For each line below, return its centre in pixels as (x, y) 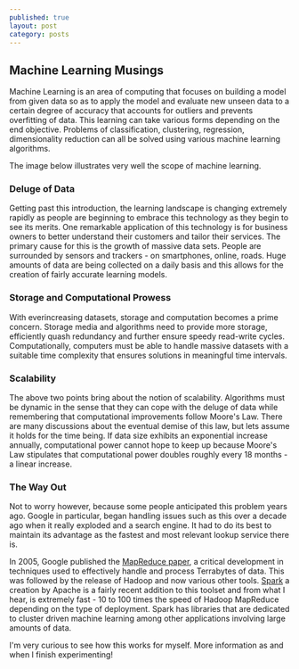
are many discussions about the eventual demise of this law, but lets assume (149, 426)
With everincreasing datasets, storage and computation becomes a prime (144, 317)
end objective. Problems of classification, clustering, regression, (127, 129)
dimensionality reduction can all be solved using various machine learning (145, 139)
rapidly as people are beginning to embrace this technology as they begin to (149, 218)
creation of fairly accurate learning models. (88, 275)
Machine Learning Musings (87, 70)
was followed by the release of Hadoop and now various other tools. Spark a (149, 581)
